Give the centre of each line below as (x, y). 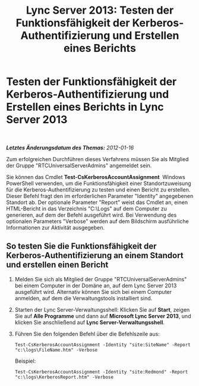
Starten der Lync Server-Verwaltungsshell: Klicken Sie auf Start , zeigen (102, 309)
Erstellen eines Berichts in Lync (85, 107)
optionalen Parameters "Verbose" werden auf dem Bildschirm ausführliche (97, 221)
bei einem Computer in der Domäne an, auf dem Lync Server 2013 (96, 285)
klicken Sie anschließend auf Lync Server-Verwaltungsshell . (90, 322)
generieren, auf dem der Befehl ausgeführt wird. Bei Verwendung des (91, 215)
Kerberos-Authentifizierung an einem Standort (95, 255)
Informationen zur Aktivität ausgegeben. (56, 227)
